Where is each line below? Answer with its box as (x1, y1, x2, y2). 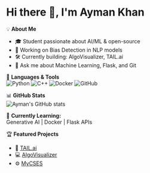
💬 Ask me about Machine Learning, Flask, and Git (14, 61, 136, 68)
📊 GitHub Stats (6, 91, 46, 99)
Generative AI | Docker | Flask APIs (6, 118, 93, 126)
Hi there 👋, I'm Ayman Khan (6, 5, 145, 19)
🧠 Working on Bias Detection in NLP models (14, 46, 123, 53)
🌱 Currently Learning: (6, 112, 62, 119)
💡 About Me (6, 25, 37, 32)
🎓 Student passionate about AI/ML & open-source (14, 37, 140, 44)
